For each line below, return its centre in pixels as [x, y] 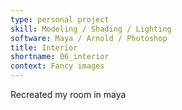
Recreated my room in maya [68, 94]
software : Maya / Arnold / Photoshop [89, 38]
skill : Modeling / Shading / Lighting [91, 29]
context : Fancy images [57, 66]
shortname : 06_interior [60, 57]
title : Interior [44, 47]
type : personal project [60, 19]
